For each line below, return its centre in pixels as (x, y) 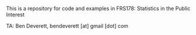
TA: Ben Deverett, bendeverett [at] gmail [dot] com (67, 26)
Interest (15, 15)
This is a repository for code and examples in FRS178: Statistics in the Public (98, 8)
